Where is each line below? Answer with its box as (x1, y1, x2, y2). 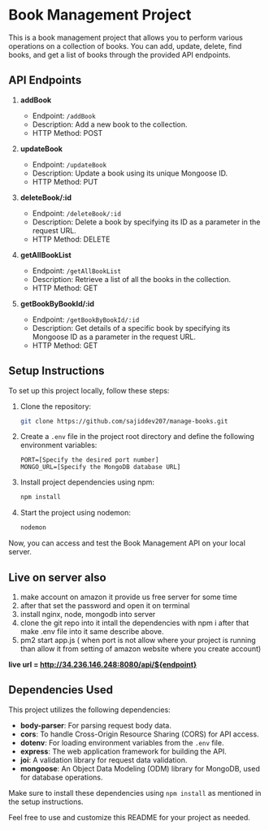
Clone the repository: (20, 401, 92, 411)
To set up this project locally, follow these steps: (8, 385, 170, 395)
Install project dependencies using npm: (20, 477, 155, 487)
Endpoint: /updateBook (32, 159, 107, 169)
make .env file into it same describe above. (20, 627, 164, 636)
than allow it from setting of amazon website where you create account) (20, 644, 262, 654)
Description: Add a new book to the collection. (32, 120, 189, 129)
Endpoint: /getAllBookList (32, 266, 122, 276)
